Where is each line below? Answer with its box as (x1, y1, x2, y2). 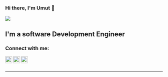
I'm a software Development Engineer (5, 30, 125, 38)
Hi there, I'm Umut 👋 (5, 4, 55, 11)
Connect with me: (5, 45, 49, 52)
